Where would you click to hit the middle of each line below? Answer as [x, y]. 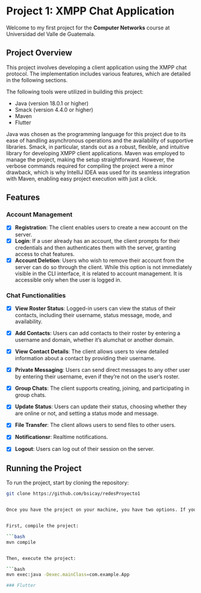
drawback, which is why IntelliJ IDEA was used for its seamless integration [98, 172]
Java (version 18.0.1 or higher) [51, 103]
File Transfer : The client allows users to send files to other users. [95, 425]
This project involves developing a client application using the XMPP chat [97, 67]
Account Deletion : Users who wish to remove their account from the [99, 260]
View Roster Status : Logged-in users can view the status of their [95, 308]
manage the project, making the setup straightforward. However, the [90, 159]
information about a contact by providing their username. [85, 359]
